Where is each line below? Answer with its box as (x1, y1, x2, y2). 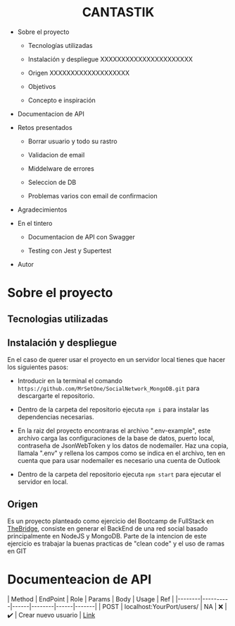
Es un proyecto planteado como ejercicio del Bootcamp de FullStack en (7, 517, 215, 526)
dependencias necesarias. (17, 413, 95, 421)
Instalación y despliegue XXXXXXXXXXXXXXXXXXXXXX (27, 54, 193, 64)
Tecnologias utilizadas (7, 313, 108, 325)
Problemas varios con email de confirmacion (27, 191, 158, 200)
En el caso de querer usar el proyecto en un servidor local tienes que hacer (7, 356, 226, 364)
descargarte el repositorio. (17, 392, 95, 400)
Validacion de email (27, 150, 85, 159)
